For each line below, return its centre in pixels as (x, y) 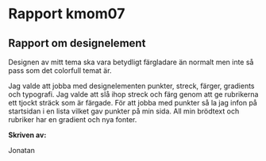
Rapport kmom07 (67, 14)
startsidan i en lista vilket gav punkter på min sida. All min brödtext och (124, 111)
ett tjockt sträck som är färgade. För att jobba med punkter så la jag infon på (133, 103)
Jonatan (22, 150)
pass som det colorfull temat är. (60, 71)
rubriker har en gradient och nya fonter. (73, 119)
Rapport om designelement (77, 43)
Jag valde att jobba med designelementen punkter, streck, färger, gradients (131, 86)
